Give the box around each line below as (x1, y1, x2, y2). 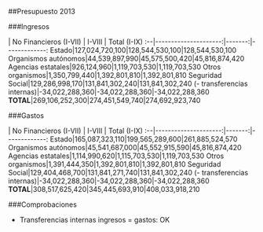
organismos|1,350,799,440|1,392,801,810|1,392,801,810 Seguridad (8, 71, 222, 79)
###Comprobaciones (8, 200, 77, 209)
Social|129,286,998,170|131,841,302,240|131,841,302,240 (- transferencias (8, 79, 249, 88)
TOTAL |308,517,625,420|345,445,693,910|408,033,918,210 (8, 185, 200, 193)
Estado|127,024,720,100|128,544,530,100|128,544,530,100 (49, 46, 237, 54)
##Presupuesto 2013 (8, 7, 76, 16)
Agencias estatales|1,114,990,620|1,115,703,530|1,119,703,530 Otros (8, 151, 225, 160)
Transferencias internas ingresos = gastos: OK (19, 215, 170, 224)
